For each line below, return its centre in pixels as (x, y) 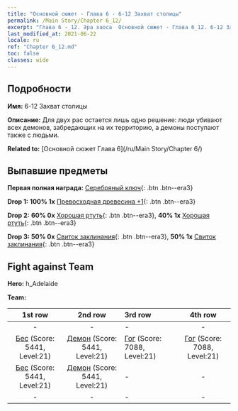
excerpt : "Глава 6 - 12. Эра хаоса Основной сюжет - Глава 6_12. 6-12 (115, 27)
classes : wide (28, 60)
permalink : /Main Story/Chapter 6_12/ (64, 21)
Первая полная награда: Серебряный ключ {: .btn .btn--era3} (100, 188)
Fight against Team (51, 267)
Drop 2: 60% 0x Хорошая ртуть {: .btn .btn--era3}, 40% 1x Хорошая (109, 215)
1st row (35, 315)
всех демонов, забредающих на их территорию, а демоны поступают (113, 127)
